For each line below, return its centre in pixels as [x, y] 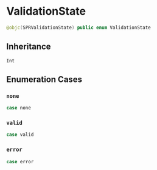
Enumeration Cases [44, 80]
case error [20, 161]
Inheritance [29, 47]
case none [19, 108]
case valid [20, 135]
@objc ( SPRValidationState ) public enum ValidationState [78, 28]
